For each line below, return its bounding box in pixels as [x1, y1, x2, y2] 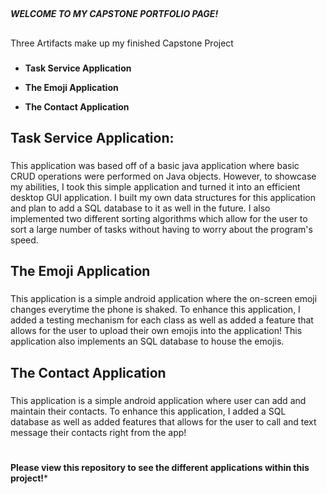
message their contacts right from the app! [10, 426, 187, 438]
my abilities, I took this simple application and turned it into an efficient [10, 181, 301, 193]
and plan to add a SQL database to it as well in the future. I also [10, 202, 271, 214]
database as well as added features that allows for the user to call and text [10, 415, 317, 428]
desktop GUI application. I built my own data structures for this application [10, 192, 316, 204]
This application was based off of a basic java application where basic [10, 160, 300, 172]
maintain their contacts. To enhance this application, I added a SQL [10, 405, 287, 417]
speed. [10, 234, 39, 246]
